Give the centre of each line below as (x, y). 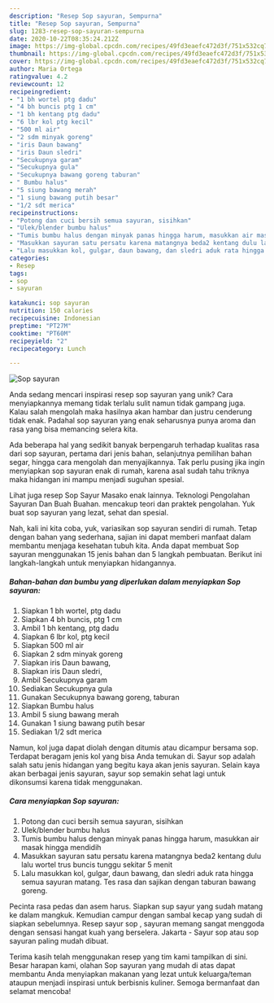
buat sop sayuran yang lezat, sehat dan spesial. (89, 513)
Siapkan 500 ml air (52, 646)
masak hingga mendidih (61, 848)
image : (20, 46)
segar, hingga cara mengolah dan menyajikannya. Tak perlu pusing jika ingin (137, 462)
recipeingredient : (40, 92)
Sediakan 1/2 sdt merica (61, 732)
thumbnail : (28, 54)
